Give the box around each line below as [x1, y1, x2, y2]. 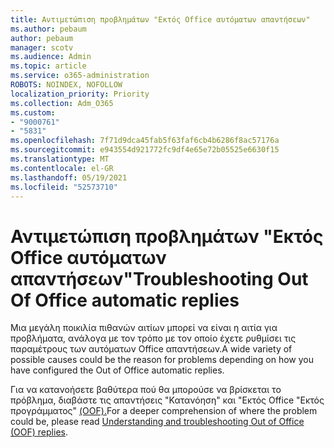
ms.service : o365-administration [10, 71, 150, 81]
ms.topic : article [10, 61, 87, 71]
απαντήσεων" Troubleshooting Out [10, 267, 309, 290]
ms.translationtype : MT [10, 154, 110, 164]
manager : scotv [10, 42, 74, 53]
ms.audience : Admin [10, 52, 92, 62]
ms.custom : [10, 107, 56, 118]
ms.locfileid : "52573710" [10, 182, 118, 192]
